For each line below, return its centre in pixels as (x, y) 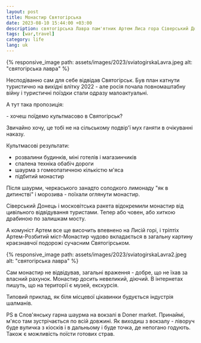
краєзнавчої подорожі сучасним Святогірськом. (68, 242)
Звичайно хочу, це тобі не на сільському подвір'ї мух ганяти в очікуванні (100, 128)
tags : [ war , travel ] (31, 34)
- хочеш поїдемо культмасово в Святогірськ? (64, 116)
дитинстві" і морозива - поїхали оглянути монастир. (73, 194)
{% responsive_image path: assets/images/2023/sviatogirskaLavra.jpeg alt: (99, 62)
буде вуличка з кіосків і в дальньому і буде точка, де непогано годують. (98, 327)
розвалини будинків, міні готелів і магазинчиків (76, 157)
